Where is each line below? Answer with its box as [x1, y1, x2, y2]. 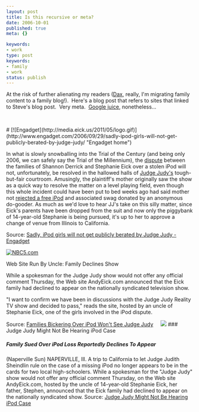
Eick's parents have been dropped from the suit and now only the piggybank [6, 207, 193, 214]
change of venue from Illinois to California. [6, 220, 110, 227]
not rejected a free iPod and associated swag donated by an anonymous [6, 194, 183, 202]
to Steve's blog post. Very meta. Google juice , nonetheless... [6, 103, 157, 110]
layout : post [6, 8, 38, 15]
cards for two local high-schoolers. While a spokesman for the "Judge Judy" [6, 368, 193, 375]
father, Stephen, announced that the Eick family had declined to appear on [6, 387, 188, 394]
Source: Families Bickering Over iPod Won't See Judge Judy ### [6, 321, 178, 328]
